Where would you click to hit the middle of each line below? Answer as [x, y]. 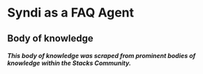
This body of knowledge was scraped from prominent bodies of [101, 56]
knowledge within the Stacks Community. [69, 63]
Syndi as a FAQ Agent [71, 13]
